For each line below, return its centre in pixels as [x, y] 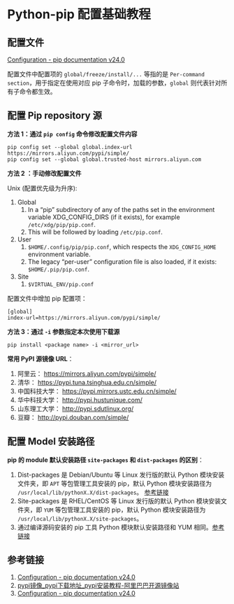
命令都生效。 [38, 91]
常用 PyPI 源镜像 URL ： [41, 358]
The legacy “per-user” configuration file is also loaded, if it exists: [122, 261]
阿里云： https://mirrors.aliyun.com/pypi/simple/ [87, 373]
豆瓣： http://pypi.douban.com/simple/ [73, 417]
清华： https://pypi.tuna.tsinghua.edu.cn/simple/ [87, 382]
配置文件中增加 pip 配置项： [47, 298]
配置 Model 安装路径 [51, 442]
